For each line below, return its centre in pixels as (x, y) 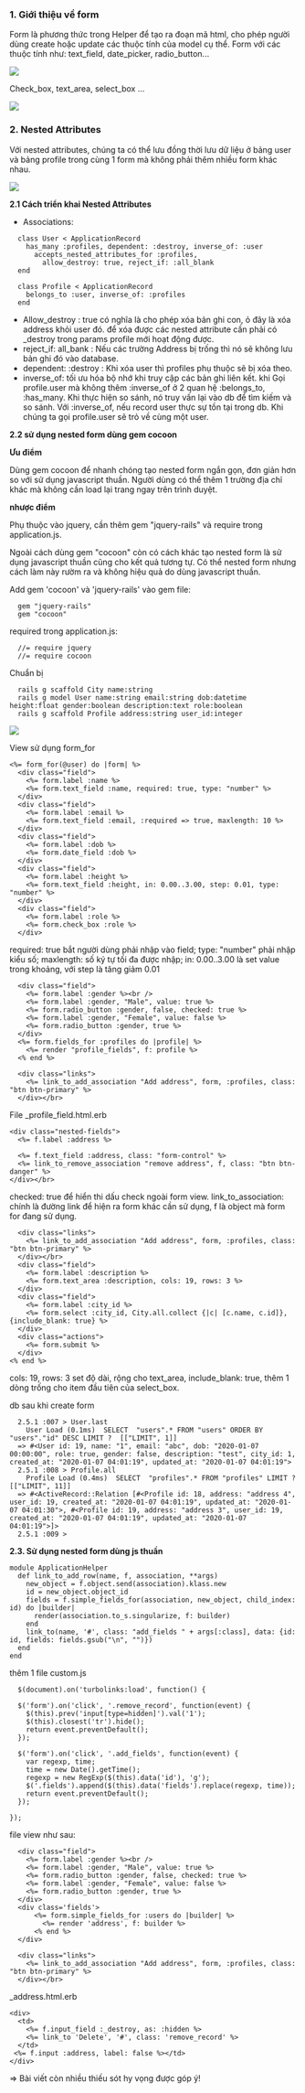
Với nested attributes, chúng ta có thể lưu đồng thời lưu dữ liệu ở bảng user (151, 149)
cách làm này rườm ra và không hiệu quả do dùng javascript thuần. (135, 572)
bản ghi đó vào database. (70, 358)
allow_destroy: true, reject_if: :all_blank (128, 263)
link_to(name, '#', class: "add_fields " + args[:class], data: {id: (161, 1632)
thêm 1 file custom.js (48, 1672)
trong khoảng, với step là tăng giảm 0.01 (84, 969)
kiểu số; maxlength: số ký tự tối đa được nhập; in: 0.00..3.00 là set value (145, 959)
